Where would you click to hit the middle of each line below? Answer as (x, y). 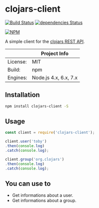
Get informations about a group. (44, 201)
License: (17, 62)
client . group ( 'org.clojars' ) (35, 159)
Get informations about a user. (43, 195)
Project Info (55, 53)
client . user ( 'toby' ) (26, 142)
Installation (22, 95)
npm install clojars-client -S (37, 106)
